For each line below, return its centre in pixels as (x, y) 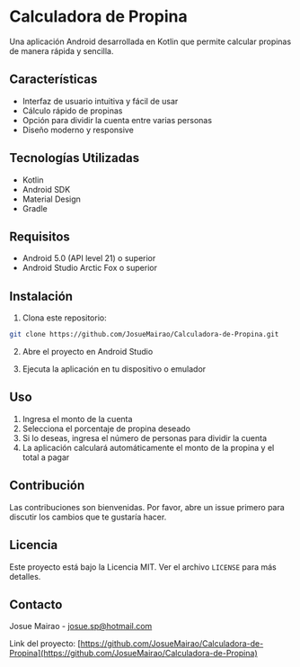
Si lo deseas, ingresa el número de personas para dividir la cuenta (145, 437)
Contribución (47, 486)
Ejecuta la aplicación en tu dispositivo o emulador (114, 369)
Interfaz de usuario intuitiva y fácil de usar (100, 101)
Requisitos (40, 236)
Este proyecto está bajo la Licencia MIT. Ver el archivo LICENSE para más (143, 567)
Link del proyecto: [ (45, 644)
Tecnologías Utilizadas (75, 158)
